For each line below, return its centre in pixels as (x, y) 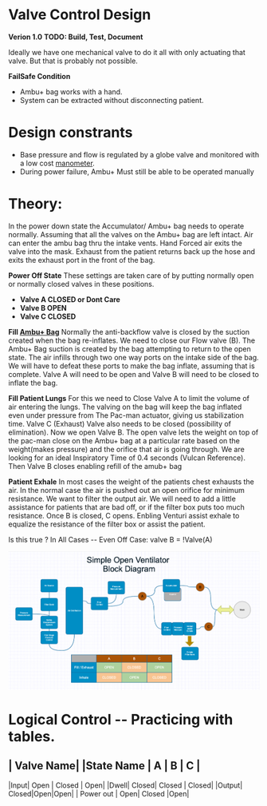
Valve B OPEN (43, 308)
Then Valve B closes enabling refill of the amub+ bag (95, 466)
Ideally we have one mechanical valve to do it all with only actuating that (127, 52)
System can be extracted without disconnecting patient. (112, 100)
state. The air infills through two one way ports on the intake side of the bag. (133, 357)
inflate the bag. (33, 383)
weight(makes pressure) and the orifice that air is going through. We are (126, 449)
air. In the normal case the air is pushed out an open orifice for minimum (126, 490)
